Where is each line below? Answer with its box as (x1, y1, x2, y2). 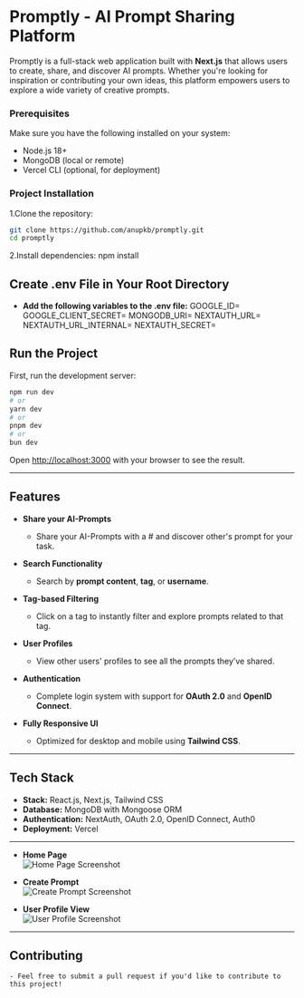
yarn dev (9, 404, 43, 413)
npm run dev (9, 387, 54, 396)
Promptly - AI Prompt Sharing (9, 6, 235, 27)
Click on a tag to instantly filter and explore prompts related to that (35, 610, 283, 622)
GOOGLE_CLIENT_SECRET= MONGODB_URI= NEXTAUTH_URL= (22, 310, 261, 321)
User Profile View (22, 904, 90, 915)
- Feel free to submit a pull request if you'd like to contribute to (9, 972, 281, 981)
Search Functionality (22, 557, 103, 568)
